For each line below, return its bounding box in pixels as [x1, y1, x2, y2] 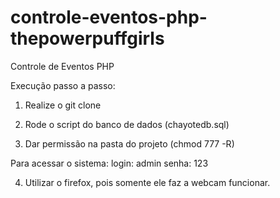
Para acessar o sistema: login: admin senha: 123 [10, 157, 209, 169]
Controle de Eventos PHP [10, 60, 115, 72]
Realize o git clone [24, 99, 102, 111]
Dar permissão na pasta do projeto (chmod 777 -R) [24, 137, 235, 150]
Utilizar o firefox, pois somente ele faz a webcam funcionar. [24, 176, 271, 188]
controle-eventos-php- [10, 6, 208, 29]
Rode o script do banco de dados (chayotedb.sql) [24, 118, 230, 130]
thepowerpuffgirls [10, 27, 165, 50]
